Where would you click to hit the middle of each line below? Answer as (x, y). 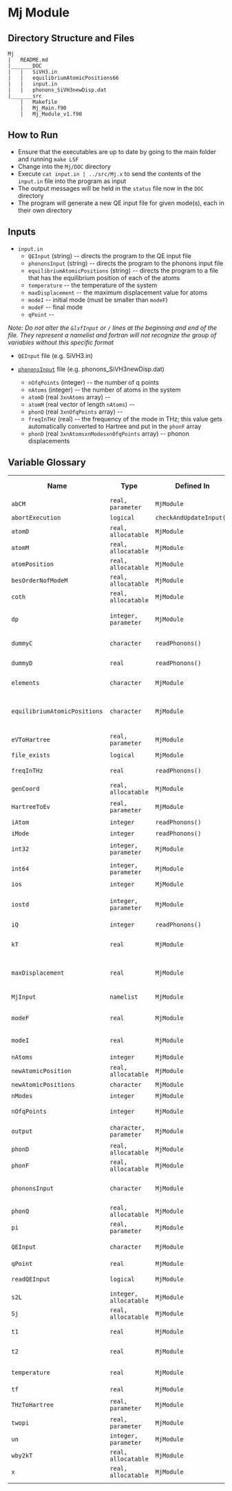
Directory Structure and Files (71, 38)
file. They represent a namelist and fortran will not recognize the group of (112, 335)
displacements (49, 441)
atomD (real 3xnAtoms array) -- (69, 396)
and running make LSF (48, 159)
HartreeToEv (31, 807)
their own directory (45, 210)
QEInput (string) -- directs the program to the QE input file (110, 255)
